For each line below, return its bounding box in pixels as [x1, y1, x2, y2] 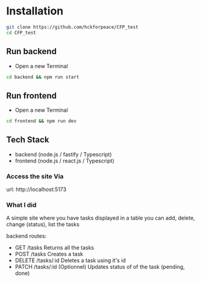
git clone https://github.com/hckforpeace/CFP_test [6, 24, 138, 30]
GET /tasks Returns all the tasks [14, 244, 94, 251]
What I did [6, 201, 37, 209]
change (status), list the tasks [6, 221, 80, 228]
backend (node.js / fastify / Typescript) [14, 150, 113, 158]
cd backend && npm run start [6, 74, 79, 80]
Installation [6, 4, 64, 18]
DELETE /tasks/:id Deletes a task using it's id [14, 257, 126, 264]
